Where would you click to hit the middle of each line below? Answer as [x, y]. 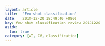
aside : [12, 27]
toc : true [19, 32]
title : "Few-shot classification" [41, 14]
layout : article [21, 9]
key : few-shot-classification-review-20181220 [53, 23]
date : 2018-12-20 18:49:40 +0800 [41, 18]
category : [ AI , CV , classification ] [42, 36]
